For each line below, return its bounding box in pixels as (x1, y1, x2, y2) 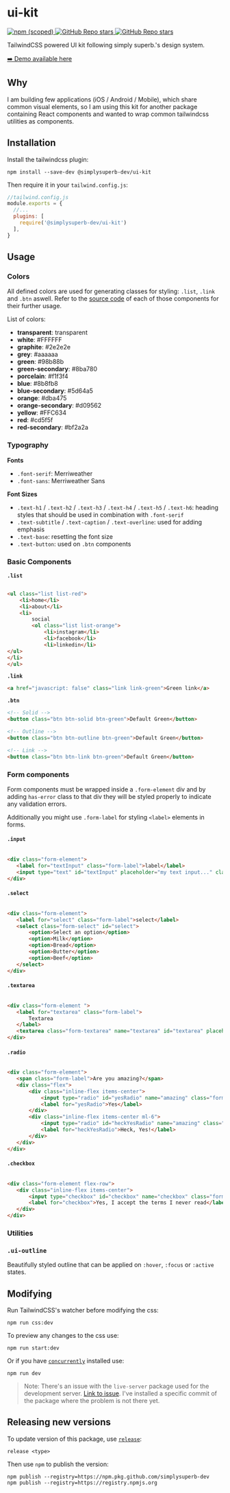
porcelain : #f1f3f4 (16, 372, 68, 380)
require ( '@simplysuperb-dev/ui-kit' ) (19, 220, 127, 227)
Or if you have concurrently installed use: (7, 1357, 125, 1365)
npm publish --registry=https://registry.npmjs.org (7, 1479, 157, 1486)
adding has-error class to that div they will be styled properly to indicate (7, 792, 212, 800)
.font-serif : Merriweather (16, 469, 93, 478)
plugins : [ (13, 213, 44, 220)
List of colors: (7, 315, 46, 323)
